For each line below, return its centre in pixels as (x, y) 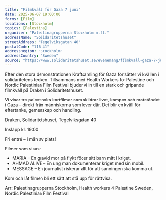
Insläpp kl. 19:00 (22, 130)
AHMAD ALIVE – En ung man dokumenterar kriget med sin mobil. (78, 163)
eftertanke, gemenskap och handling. (43, 110)
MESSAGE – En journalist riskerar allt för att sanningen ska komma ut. (83, 169)
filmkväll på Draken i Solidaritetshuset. (44, 90)
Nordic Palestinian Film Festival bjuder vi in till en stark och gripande (75, 85)
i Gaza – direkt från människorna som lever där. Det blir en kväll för (73, 105)
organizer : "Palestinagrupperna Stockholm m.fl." (57, 33)
